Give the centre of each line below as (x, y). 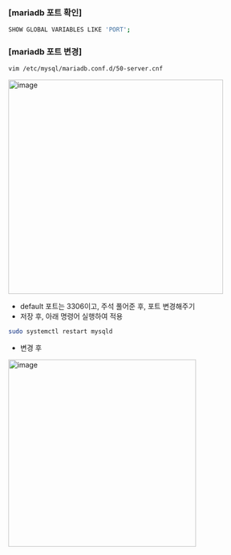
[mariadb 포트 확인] (45, 12)
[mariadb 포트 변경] (45, 52)
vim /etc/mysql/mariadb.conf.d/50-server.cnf (85, 69)
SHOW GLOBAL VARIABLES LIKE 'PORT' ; (69, 30)
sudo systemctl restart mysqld (61, 332)
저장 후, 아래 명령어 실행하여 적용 (71, 316)
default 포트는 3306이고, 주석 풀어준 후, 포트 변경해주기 (107, 307)
